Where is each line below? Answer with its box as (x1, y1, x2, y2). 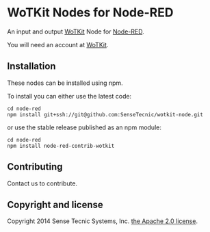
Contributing (7, 161, 63, 172)
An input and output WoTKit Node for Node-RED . (7, 27, 145, 36)
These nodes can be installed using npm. (7, 79, 123, 87)
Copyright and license (7, 198, 104, 210)
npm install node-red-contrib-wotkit (7, 142, 115, 149)
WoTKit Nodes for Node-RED (7, 5, 174, 21)
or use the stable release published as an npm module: (7, 123, 162, 131)
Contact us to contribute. (7, 179, 77, 188)
